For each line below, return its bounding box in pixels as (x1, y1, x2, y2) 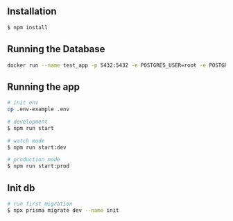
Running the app (7, 81, 80, 92)
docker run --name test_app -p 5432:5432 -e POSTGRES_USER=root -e (7, 62, 207, 69)
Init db (7, 182, 35, 194)
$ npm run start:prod (7, 163, 70, 170)
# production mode (7, 156, 60, 163)
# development (7, 118, 49, 125)
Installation (7, 6, 57, 17)
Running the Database (7, 43, 105, 55)
